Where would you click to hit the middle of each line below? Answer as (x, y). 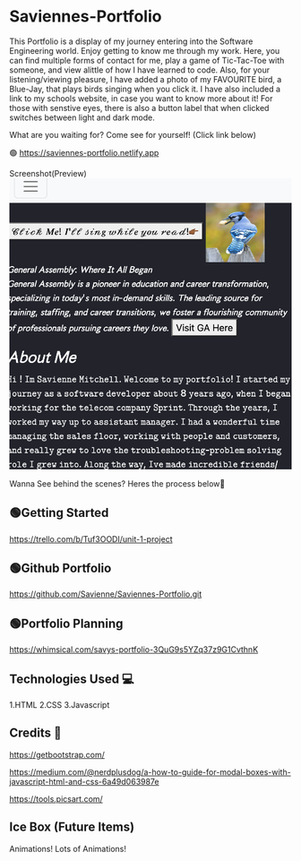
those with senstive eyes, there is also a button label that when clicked (139, 108)
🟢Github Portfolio (60, 568)
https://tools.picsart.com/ (56, 798)
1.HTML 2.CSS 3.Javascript (60, 705)
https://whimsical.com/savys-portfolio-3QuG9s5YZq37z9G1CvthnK (134, 650)
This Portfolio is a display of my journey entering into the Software (131, 41)
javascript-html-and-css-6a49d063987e (84, 781)
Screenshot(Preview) (48, 173)
